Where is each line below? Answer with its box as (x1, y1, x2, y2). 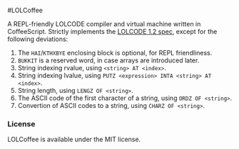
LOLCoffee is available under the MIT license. (7, 135, 141, 144)
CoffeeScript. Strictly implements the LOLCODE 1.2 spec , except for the (7, 28, 218, 35)
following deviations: (7, 35, 68, 43)
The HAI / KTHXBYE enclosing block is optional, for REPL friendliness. (17, 49, 213, 57)
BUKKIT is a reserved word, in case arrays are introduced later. (17, 56, 200, 65)
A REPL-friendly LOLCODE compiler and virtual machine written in (7, 20, 201, 28)
